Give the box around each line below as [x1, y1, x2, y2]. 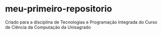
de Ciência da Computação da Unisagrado [5, 24, 91, 30]
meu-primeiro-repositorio [5, 3, 112, 14]
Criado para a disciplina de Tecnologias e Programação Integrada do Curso [5, 19, 158, 25]
